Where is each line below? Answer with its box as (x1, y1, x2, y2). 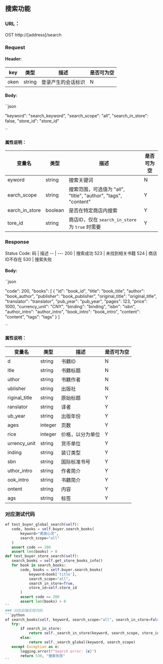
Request (5, 44, 25, 51)
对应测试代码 (5, 511, 35, 517)
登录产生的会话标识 (41, 78, 85, 85)
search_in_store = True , (29, 581, 75, 586)
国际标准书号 (61, 458, 91, 465)
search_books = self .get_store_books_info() (11, 558, 103, 563)
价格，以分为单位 (61, 431, 100, 438)
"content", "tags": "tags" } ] (5, 314, 60, 320)
